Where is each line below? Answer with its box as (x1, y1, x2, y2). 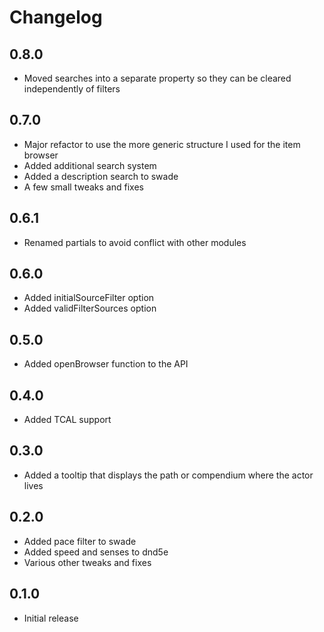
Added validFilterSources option (23, 302, 157, 315)
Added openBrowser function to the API (23, 358, 189, 370)
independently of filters (23, 83, 121, 95)
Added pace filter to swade (23, 535, 137, 547)
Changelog (9, 6, 103, 29)
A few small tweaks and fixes (23, 181, 144, 193)
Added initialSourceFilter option (23, 292, 155, 304)
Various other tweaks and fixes (23, 556, 152, 568)
